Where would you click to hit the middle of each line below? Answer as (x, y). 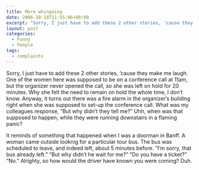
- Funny (21, 39)
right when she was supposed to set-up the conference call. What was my (97, 104)
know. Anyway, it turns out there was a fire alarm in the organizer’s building (98, 98)
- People (22, 45)
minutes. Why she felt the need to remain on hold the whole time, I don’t (94, 92)
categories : (21, 34)
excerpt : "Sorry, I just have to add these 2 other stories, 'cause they (100, 23)
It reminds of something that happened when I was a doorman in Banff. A (96, 135)
